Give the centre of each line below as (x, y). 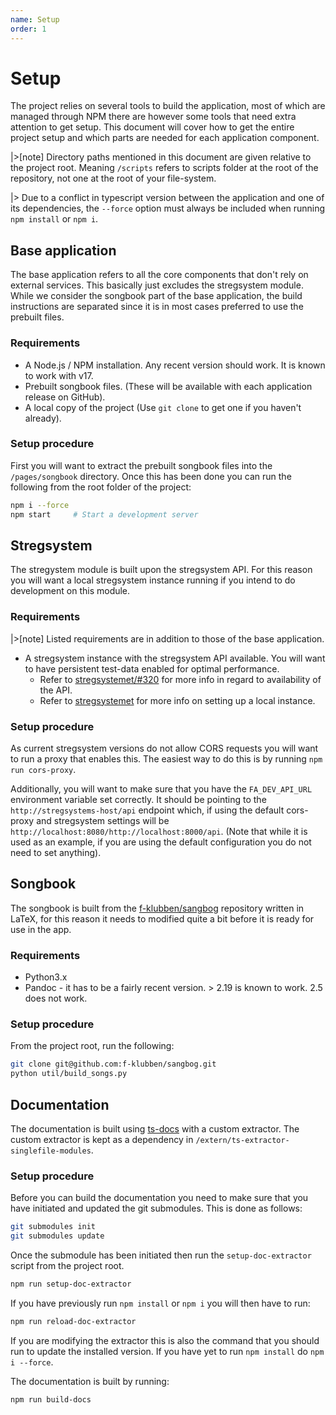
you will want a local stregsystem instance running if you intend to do (153, 580)
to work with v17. (59, 375)
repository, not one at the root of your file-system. (113, 178)
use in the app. (41, 929)
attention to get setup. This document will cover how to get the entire (152, 127)
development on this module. (70, 591)
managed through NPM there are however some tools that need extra (153, 117)
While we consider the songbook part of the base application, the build (156, 296)
